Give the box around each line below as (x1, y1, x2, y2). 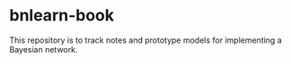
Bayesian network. (9, 44, 78, 54)
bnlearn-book (9, 5, 115, 26)
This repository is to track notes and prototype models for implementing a (9, 35, 283, 45)
